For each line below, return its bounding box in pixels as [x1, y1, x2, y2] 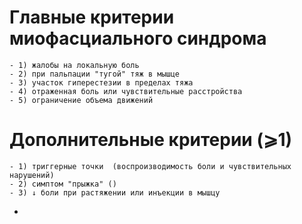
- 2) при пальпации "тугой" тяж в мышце [9, 69, 181, 79]
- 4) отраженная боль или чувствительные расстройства [9, 86, 243, 96]
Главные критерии [9, 6, 175, 29]
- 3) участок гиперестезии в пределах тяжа [9, 77, 194, 88]
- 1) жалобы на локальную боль [9, 60, 140, 70]
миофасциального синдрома [9, 27, 267, 50]
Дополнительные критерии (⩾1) [9, 129, 293, 151]
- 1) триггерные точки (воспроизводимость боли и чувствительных [9, 161, 292, 171]
